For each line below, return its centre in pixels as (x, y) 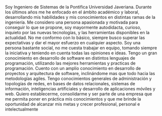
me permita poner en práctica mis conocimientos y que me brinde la (73, 99)
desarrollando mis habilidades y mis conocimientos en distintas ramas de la (80, 17)
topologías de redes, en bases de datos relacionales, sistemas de (70, 84)
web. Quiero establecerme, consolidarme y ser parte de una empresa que (79, 94)
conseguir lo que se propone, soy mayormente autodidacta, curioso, (73, 27)
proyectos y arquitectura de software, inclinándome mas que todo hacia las (80, 73)
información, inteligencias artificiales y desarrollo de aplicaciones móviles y (80, 89)
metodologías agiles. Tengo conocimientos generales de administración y (78, 78)
